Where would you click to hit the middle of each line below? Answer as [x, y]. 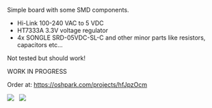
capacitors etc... [40, 45]
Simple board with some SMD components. [68, 10]
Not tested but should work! [46, 58]
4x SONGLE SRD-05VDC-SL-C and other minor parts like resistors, [111, 38]
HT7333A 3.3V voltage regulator [62, 30]
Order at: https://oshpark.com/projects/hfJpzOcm [77, 84]
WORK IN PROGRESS [37, 71]
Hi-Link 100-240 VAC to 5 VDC [60, 23]
